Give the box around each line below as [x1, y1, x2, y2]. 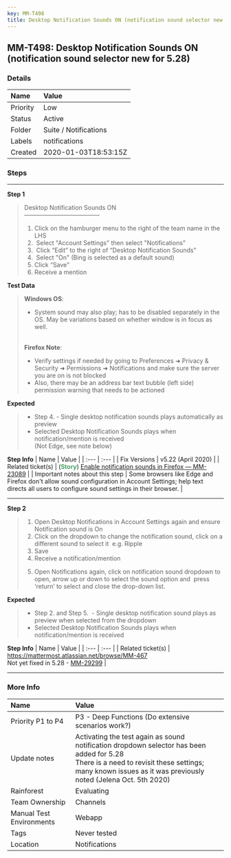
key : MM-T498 [7, 10, 45, 17]
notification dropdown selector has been [75, 740, 206, 750]
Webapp [75, 813, 103, 822]
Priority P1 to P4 [10, 716, 64, 726]
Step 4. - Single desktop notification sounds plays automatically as [34, 412, 223, 421]
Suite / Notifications [43, 125, 107, 135]
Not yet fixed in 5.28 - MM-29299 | [7, 659, 107, 667]
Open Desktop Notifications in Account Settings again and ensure [34, 518, 221, 526]
